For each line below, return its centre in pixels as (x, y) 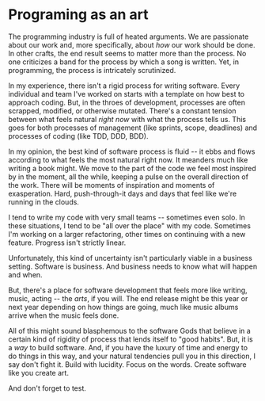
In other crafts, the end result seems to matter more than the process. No (127, 53)
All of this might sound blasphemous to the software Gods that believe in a (129, 330)
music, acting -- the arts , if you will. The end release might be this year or (128, 298)
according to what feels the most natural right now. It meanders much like (128, 159)
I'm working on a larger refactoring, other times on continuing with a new (127, 234)
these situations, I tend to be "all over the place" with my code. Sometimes (130, 225)
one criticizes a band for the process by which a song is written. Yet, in (124, 62)
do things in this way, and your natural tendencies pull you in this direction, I (132, 356)
